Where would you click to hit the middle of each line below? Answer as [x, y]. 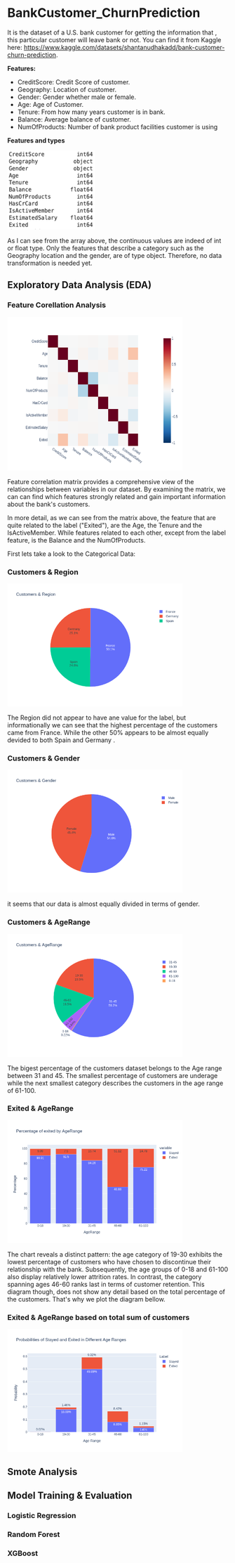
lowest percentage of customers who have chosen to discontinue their [109, 1262]
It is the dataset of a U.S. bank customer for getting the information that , [112, 32]
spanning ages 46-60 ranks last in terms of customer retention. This [106, 1284]
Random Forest [34, 1534]
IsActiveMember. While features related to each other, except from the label [117, 533]
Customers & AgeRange [49, 922]
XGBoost [23, 1553]
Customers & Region [43, 572]
